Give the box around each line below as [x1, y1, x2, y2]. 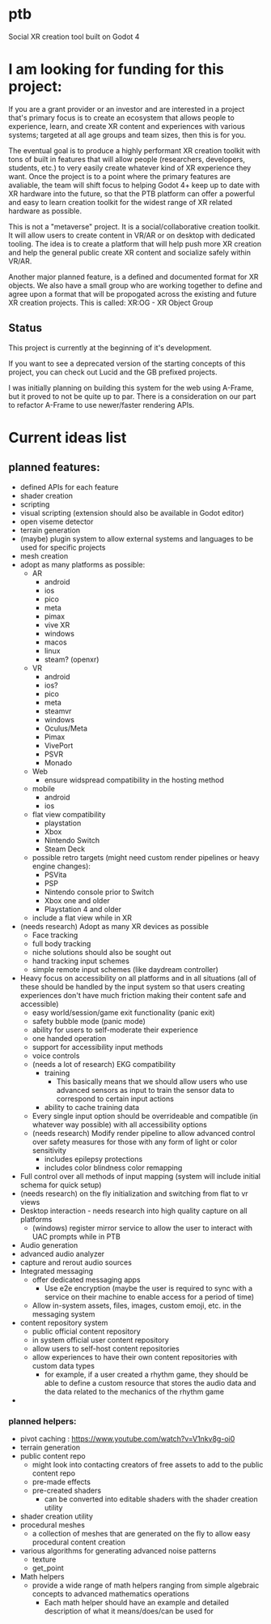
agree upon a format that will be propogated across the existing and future [8, 289, 257, 298]
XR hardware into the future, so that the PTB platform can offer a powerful [8, 188, 256, 199]
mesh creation [19, 551, 69, 560]
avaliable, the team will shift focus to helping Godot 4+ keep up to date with [8, 180, 260, 190]
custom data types [32, 1360, 95, 1370]
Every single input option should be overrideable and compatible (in [32, 1111, 259, 1121]
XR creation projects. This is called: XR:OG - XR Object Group [8, 298, 214, 307]
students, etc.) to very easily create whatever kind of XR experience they [8, 163, 252, 173]
